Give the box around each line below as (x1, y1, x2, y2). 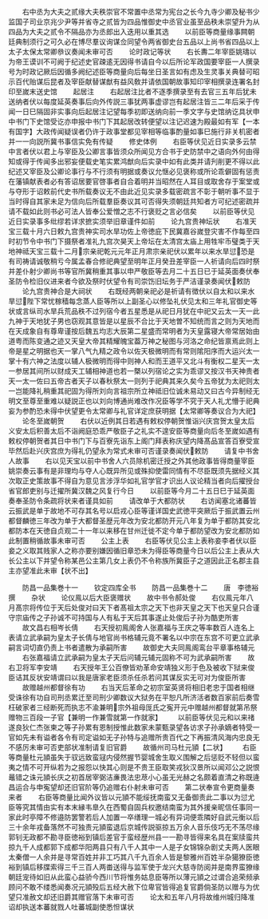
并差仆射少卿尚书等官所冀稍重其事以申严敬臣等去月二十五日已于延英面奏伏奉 (8, 267, 260, 275)
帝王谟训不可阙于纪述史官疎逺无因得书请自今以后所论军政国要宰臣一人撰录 (14, 57, 260, 66)
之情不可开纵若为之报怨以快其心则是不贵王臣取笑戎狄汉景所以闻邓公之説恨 (14, 763, 260, 772)
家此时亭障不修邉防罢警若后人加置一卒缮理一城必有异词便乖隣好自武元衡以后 (8, 813, 260, 822)
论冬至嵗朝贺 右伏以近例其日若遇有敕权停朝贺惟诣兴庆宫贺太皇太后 (22, 416, 255, 426)
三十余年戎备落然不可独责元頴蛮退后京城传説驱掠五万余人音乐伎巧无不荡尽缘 (8, 822, 260, 832)
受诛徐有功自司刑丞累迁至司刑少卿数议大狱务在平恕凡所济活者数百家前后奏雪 (8, 693, 260, 702)
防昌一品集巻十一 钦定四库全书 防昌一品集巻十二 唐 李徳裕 (22, 583, 259, 592)
